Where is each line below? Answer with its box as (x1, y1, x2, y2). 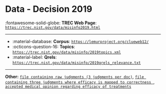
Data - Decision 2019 (5, 3, 92, 15)
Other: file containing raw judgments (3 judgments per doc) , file (5, 73, 144, 80)
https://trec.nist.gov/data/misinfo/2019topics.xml (12, 49, 121, 55)
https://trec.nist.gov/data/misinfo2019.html (5, 25, 100, 30)
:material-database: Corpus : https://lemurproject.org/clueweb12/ (12, 38, 149, 44)
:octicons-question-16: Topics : (12, 44, 76, 49)
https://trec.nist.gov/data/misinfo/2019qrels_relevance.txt (12, 60, 141, 65)
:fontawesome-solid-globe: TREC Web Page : (5, 20, 97, 26)
